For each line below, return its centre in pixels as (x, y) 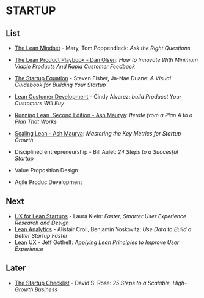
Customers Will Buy (39, 103)
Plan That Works (36, 121)
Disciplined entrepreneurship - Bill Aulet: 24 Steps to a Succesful (96, 152)
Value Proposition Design (46, 170)
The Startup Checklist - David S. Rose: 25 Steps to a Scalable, (93, 283)
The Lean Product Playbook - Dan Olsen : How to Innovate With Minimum (106, 60)
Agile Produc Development (48, 182)
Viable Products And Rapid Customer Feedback (75, 66)
